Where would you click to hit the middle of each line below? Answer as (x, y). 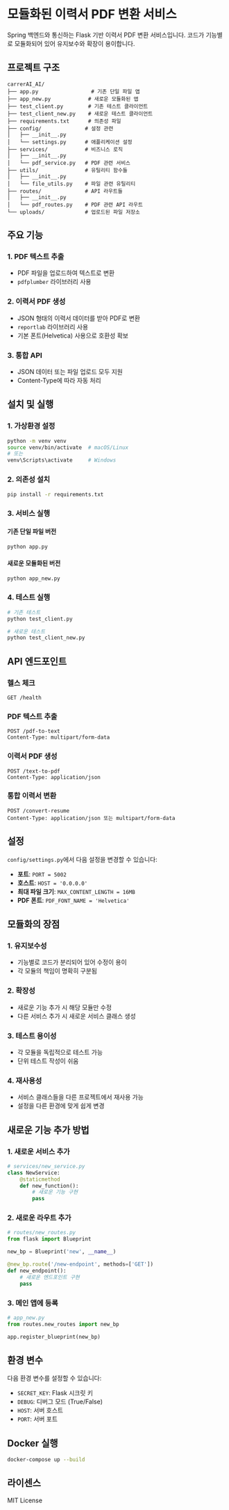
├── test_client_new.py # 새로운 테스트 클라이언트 (80, 113)
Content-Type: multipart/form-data (59, 738)
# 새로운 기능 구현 (55, 1192)
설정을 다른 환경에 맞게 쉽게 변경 (61, 1106)
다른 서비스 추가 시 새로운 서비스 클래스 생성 (77, 1016)
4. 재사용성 (25, 1080)
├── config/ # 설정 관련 (60, 128)
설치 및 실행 (31, 404)
